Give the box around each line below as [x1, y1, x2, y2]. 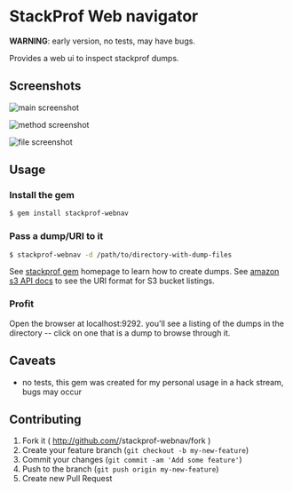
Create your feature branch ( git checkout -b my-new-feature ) [21, 445, 249, 456]
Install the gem [9, 189, 75, 202]
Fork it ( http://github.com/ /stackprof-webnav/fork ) [21, 435, 211, 446]
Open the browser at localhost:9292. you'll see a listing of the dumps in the [9, 318, 284, 329]
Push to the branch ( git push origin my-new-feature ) [21, 464, 219, 474]
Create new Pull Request [21, 473, 113, 484]
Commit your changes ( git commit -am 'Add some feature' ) [21, 455, 242, 465]
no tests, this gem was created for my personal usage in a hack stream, [21, 377, 284, 387]
